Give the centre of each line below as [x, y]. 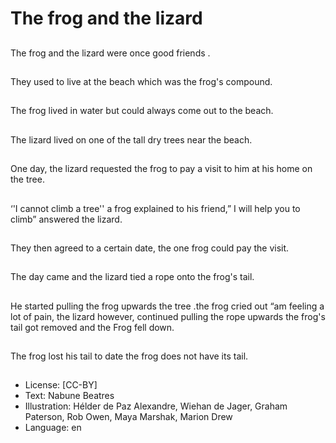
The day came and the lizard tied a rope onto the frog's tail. [132, 277]
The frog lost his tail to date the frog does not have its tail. [129, 356]
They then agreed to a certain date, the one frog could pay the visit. [150, 248]
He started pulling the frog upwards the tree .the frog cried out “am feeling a [167, 306]
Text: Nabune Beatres [69, 396]
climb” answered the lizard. [66, 219]
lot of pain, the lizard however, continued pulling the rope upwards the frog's [168, 316]
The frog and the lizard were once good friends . [110, 53]
